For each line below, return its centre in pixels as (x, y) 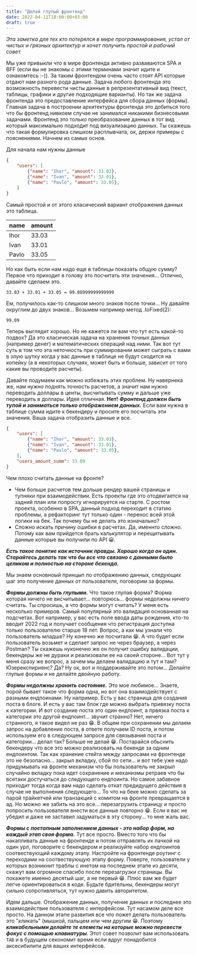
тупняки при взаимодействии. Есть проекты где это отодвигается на (101, 496)
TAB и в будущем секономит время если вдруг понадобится (81, 939)
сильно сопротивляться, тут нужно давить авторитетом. (77, 890)
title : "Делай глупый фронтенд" (46, 11)
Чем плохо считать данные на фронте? (55, 478)
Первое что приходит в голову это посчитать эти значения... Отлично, (95, 275)
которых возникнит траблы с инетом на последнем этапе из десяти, (92, 866)
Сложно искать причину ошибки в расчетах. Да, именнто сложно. (98, 527)
